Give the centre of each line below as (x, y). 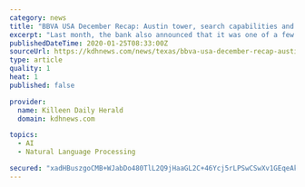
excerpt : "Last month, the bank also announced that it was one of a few (152, 34)
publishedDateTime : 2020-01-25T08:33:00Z (89, 43)
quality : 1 (30, 69)
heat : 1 (24, 77)
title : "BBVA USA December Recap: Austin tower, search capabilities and (152, 26)
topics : (24, 135)
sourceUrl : (30, 52)
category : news (38, 18)
